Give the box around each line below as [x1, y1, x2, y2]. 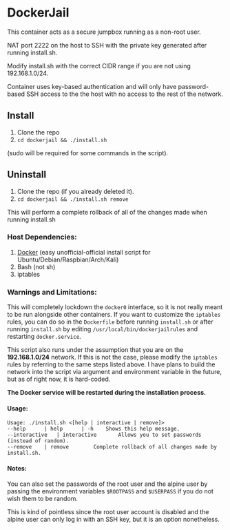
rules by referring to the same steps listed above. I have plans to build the [7, 360, 216, 369]
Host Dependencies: [7, 233, 77, 242]
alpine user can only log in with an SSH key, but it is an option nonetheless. [7, 515, 220, 523]
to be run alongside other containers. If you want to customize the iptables [7, 311, 221, 319]
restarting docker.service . [7, 333, 81, 341]
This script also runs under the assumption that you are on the [7, 346, 184, 354]
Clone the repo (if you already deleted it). [17, 187, 134, 195]
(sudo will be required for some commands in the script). [7, 148, 169, 157]
